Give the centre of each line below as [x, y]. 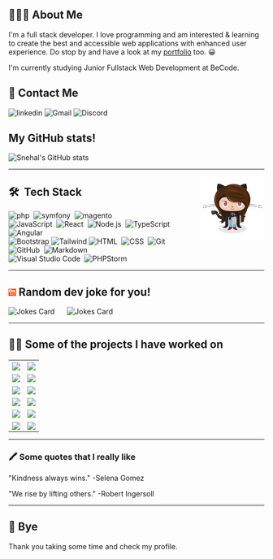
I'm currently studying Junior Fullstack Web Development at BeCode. [124, 67]
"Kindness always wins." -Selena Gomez [76, 478]
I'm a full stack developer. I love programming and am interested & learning [134, 34]
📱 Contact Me [43, 93]
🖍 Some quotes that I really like [72, 457]
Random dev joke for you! [85, 292]
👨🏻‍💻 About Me [45, 15]
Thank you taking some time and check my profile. [93, 546]
